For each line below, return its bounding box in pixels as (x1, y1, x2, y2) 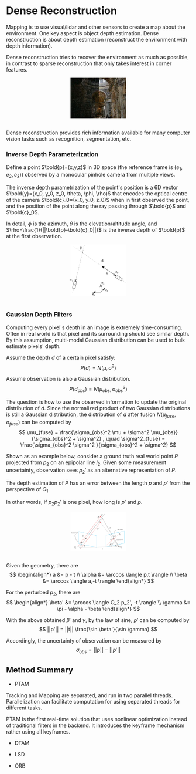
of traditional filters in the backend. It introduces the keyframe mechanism (6, 722, 185, 729)
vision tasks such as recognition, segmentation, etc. (6, 136, 132, 143)
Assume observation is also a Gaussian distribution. (6, 376, 130, 383)
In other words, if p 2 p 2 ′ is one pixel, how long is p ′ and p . (6, 498, 143, 507)
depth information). (6, 42, 53, 49)
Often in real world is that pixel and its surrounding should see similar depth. (6, 330, 190, 337)
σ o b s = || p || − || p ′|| (75, 647, 121, 655)
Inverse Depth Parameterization (6, 150, 98, 158)
